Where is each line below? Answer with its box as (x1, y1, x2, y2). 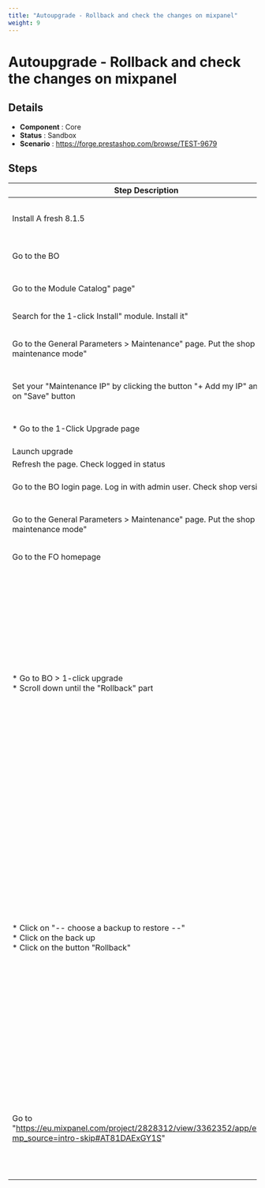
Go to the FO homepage (12, 552, 101, 563)
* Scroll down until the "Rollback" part (12, 683, 154, 694)
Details (8, 101, 43, 114)
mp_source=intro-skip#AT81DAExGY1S (12, 1133, 162, 1144)
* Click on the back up (12, 932, 96, 943)
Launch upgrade (12, 446, 73, 457)
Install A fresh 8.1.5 (12, 213, 85, 224)
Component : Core (19, 122, 81, 131)
